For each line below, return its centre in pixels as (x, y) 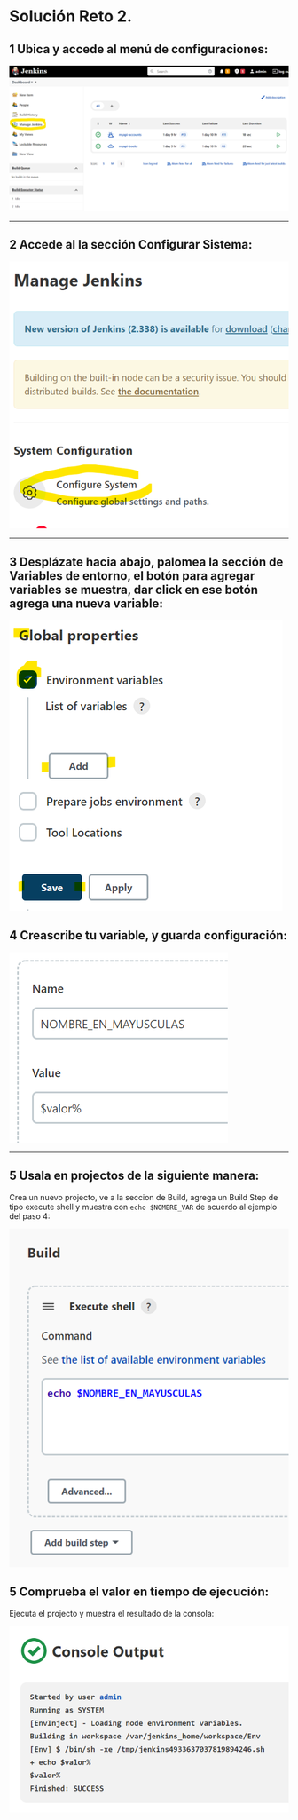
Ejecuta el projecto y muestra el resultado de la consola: (112, 1613)
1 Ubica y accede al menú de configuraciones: (139, 49)
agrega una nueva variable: (86, 603)
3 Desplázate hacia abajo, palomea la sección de (146, 562)
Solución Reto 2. (71, 16)
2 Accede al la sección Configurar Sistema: (131, 245)
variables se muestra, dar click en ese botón (134, 589)
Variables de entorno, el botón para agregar (132, 576)
